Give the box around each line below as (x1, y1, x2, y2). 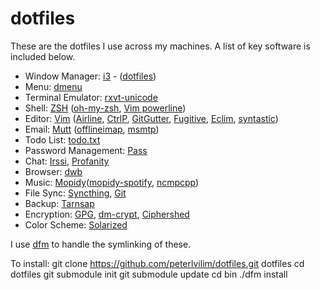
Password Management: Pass (24, 144, 148, 156)
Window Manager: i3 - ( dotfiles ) (24, 70, 157, 82)
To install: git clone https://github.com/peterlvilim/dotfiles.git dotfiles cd (10, 257, 305, 269)
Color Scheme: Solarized (24, 218, 128, 231)
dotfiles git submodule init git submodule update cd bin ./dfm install (10, 268, 288, 280)
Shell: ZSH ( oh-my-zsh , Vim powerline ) (24, 102, 187, 114)
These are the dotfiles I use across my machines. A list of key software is (10, 40, 311, 52)
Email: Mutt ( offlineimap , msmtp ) (24, 123, 160, 135)
